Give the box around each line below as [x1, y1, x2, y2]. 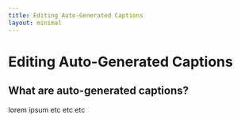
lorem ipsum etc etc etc [8, 105, 86, 114]
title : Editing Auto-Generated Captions [8, 11, 144, 20]
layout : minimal [8, 19, 62, 27]
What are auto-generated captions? [8, 84, 189, 98]
